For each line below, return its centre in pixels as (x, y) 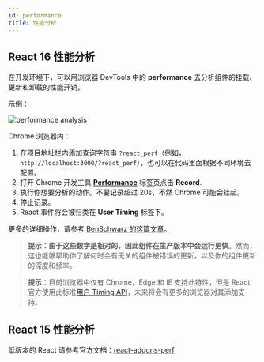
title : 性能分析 (32, 23)
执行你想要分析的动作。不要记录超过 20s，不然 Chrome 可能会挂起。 (132, 192)
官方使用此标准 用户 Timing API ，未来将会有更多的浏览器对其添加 (133, 292)
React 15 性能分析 (51, 329)
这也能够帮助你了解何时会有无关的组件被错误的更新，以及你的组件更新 (142, 256)
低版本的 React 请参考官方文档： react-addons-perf (92, 350)
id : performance (35, 15)
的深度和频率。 (52, 266)
